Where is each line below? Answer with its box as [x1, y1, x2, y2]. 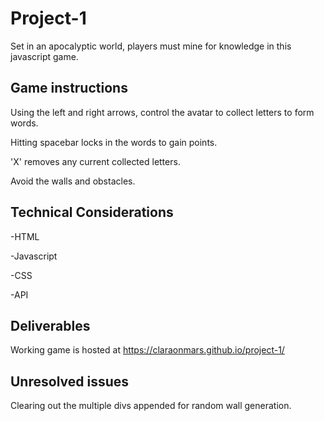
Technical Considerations [10, 204, 174, 221]
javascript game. [10, 50, 79, 62]
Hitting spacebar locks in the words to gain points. [10, 136, 218, 148]
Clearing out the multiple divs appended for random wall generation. [10, 400, 292, 412]
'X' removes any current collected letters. [10, 155, 181, 167]
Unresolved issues [10, 373, 130, 390]
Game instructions [10, 80, 128, 97]
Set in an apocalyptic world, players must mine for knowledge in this [10, 40, 292, 52]
